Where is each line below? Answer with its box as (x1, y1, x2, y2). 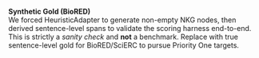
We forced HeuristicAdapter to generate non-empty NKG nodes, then (8, 15, 237, 25)
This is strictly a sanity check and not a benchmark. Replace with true (8, 32, 238, 41)
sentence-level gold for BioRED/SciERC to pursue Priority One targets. (8, 41, 240, 50)
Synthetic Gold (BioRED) (8, 7, 91, 16)
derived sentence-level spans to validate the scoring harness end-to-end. (8, 24, 252, 33)
